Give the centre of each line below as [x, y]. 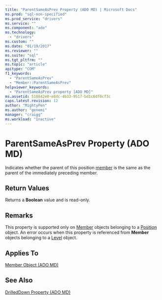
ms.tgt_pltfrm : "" [24, 60]
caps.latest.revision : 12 [31, 101]
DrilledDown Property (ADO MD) [38, 292]
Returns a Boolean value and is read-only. [48, 200]
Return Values [27, 188]
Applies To [22, 253]
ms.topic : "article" [26, 64]
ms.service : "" [21, 23]
